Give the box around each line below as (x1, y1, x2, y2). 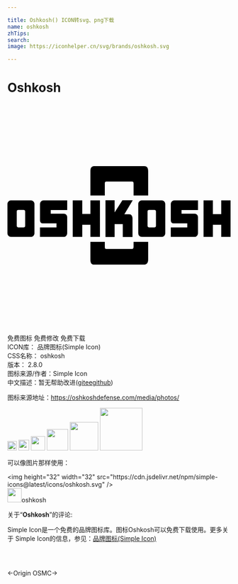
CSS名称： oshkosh (7, 352, 65, 360)
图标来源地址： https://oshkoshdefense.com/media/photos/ (7, 393, 180, 402)
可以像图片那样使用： (7, 458, 69, 467)
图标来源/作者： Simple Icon (7, 370, 88, 378)
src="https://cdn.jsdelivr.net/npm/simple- (96, 473, 218, 481)
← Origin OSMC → (7, 569, 58, 578)
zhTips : (7, 30, 30, 37)
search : (7, 36, 30, 43)
